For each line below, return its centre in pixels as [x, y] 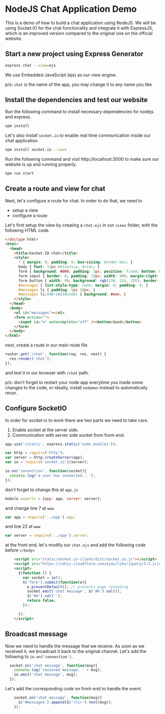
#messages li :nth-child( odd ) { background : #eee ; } [72, 295]
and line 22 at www [23, 526]
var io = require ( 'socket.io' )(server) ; [47, 462]
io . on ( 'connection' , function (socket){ [46, 471]
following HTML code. [27, 230]
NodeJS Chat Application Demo [71, 9]
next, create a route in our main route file [46, 345]
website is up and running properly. [41, 164]
